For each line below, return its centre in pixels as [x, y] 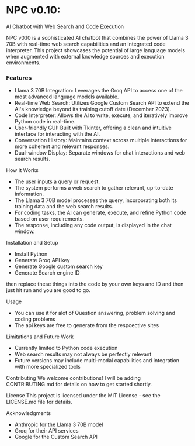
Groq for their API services [46, 431]
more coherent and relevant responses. [62, 146]
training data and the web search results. [64, 207]
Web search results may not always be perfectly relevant [83, 354]
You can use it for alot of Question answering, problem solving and [95, 313]
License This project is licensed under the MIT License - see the [83, 396]
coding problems [35, 319]
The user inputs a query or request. [57, 181]
